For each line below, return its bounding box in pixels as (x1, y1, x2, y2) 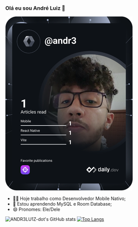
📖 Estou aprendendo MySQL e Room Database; (12, 201, 112, 207)
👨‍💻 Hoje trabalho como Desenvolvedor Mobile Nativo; (12, 195, 126, 202)
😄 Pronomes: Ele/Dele (12, 206, 60, 213)
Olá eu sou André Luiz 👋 (5, 5, 65, 12)
